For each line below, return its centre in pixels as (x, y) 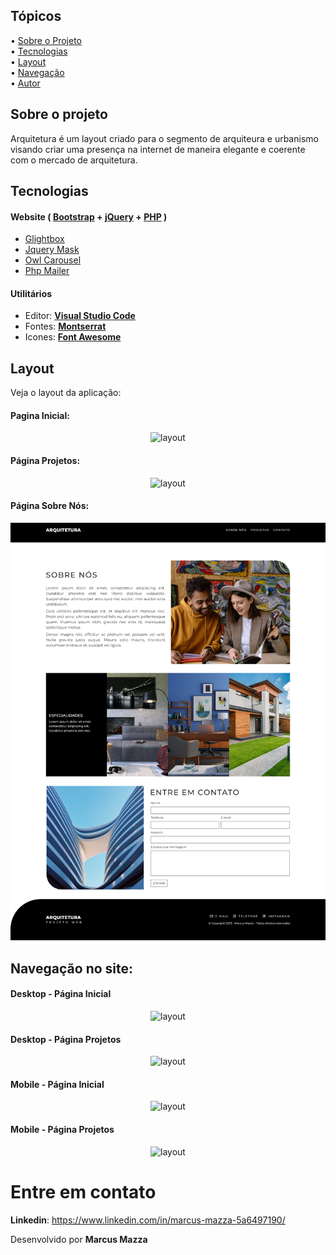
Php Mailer (47, 271)
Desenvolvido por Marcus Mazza (79, 1239)
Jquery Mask (52, 250)
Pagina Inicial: (40, 415)
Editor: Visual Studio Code (80, 316)
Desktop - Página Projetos (66, 1039)
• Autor (25, 83)
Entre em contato (83, 1191)
